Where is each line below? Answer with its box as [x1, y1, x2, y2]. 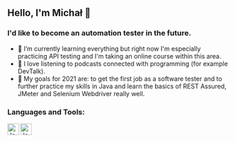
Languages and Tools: [7, 107, 85, 117]
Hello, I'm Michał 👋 [7, 7, 91, 19]
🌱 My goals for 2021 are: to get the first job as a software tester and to [17, 74, 223, 83]
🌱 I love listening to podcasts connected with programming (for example [17, 59, 229, 68]
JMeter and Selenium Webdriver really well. [17, 89, 145, 97]
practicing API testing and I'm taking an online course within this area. [17, 52, 222, 60]
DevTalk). [17, 66, 46, 75]
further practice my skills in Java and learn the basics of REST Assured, [17, 82, 227, 90]
